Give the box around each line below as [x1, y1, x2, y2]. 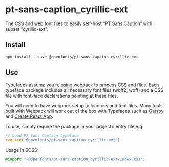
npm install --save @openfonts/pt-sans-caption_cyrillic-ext [5, 54, 139, 59]
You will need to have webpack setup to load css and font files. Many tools [5, 102, 163, 108]
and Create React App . [5, 113, 53, 120]
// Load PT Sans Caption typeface [5, 133, 79, 138]
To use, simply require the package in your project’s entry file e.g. [5, 123, 144, 129]
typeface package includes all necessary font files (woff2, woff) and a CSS [5, 87, 164, 93]
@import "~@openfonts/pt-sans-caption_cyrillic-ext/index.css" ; [5, 157, 145, 162]
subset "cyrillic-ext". [5, 26, 49, 32]
